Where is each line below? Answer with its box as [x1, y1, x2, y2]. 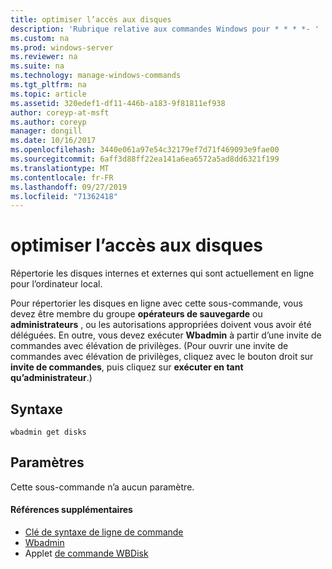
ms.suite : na [10, 61, 65, 71]
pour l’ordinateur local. [10, 278, 103, 290]
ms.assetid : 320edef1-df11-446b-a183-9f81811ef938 [10, 98, 226, 108]
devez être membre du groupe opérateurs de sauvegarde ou [10, 308, 263, 320]
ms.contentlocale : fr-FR [10, 172, 114, 183]
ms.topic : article [10, 89, 87, 99]
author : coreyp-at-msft [10, 107, 110, 118]
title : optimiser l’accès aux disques [10, 14, 172, 25]
